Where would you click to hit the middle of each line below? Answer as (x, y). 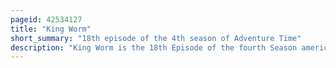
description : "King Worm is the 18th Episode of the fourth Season (154, 47)
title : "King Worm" (51, 29)
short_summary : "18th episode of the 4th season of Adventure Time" (156, 38)
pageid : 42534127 (46, 19)
